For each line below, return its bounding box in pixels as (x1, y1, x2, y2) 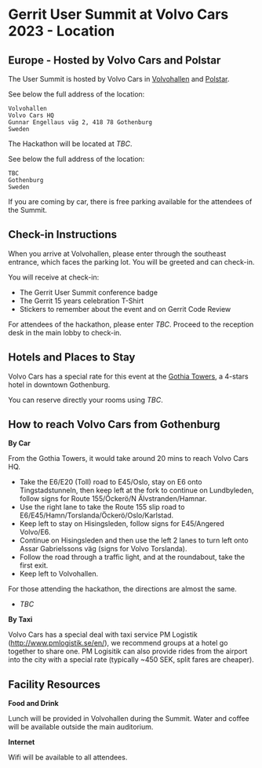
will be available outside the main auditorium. (8, 722, 154, 732)
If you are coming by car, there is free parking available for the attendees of (8, 197, 253, 206)
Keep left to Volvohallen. (19, 569, 99, 579)
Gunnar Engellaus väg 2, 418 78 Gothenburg (8, 119, 153, 126)
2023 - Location (8, 22, 115, 40)
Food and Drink (8, 699, 59, 708)
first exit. (19, 561, 49, 570)
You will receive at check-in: (8, 272, 100, 282)
